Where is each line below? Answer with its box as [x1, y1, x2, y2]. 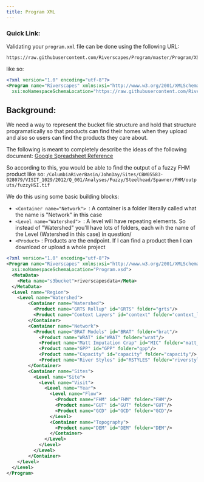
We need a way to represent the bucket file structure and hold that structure [6, 121, 197, 128]
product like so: [6, 171, 46, 178]
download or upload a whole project [15, 244, 106, 251]
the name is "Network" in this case [15, 211, 102, 219]
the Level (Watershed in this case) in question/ [15, 230, 132, 238]
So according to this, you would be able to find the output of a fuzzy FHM [6, 164, 190, 171]
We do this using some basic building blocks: [6, 193, 120, 201]
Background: [6, 105, 56, 115]
